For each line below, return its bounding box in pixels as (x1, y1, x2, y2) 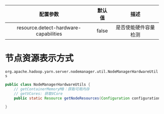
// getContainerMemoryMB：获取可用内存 (14, 87, 90, 91)
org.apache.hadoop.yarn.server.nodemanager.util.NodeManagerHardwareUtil (5, 69, 159, 74)
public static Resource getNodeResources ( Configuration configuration (14, 95, 161, 101)
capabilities (36, 30, 62, 37)
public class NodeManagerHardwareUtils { (5, 82, 91, 87)
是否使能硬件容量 (115, 24, 155, 31)
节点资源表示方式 (5, 53, 74, 64)
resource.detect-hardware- (17, 24, 82, 31)
